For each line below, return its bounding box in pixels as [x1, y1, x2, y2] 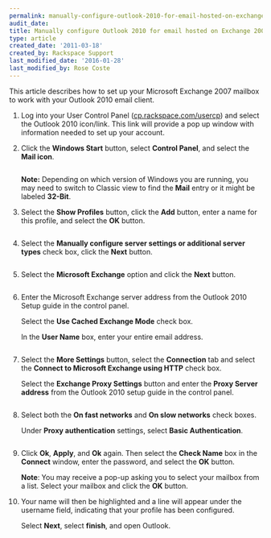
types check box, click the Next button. [20, 246, 153, 256]
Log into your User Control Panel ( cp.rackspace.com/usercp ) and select [20, 110, 260, 120]
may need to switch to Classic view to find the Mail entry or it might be [20, 183, 256, 192]
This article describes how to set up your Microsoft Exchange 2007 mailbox [9, 86, 260, 96]
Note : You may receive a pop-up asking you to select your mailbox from [20, 472, 260, 482]
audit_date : [9, 19, 49, 27]
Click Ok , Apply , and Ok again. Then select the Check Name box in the [20, 448, 258, 457]
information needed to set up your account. [20, 127, 166, 137]
